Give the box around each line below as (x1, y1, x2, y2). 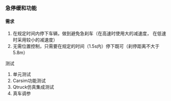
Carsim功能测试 (12, 78, 46, 84)
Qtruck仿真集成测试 (12, 84, 55, 90)
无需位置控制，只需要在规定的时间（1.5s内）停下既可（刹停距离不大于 (12, 43, 160, 49)
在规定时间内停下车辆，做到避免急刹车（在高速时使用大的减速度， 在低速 (12, 31, 166, 37)
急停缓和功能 (5, 4, 37, 11)
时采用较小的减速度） (12, 37, 58, 43)
